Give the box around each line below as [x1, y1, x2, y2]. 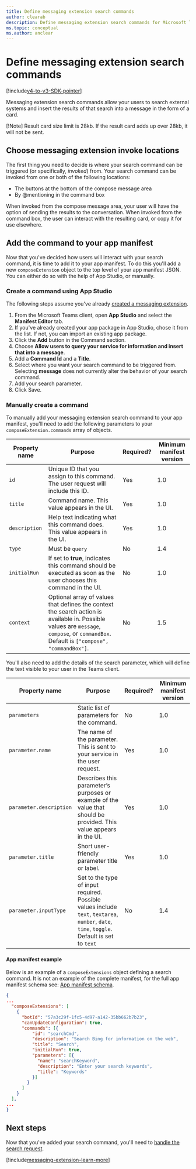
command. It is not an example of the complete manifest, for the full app [6, 975, 180, 982]
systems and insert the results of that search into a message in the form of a [6, 105, 190, 112]
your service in [77, 750, 118, 758]
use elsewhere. [6, 221, 43, 228]
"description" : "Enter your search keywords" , [37, 1063, 153, 1069]
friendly [77, 849, 99, 858]
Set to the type [77, 873, 118, 882]
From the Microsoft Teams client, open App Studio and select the [14, 311, 172, 318]
